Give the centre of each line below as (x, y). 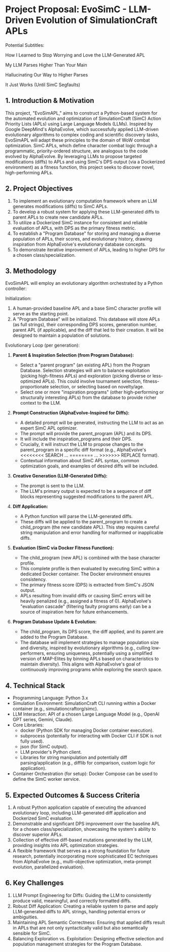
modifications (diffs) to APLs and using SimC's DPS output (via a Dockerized (85, 162)
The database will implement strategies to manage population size (89, 643)
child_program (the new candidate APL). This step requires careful (90, 527)
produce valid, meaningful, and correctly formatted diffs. (72, 901)
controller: (16, 288)
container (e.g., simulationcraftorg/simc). (55, 709)
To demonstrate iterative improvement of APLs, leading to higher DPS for (89, 249)
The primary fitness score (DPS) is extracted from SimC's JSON (87, 585)
